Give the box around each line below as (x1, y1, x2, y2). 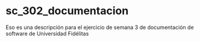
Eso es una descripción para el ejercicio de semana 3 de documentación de (5, 24, 194, 31)
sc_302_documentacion (5, 4, 129, 18)
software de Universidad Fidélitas (5, 30, 89, 37)
